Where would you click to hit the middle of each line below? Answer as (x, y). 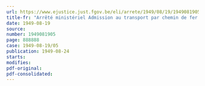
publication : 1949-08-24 (38, 51)
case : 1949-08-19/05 (33, 46)
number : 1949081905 (31, 35)
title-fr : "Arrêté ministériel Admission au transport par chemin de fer (102, 18)
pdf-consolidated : (30, 74)
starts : (16, 57)
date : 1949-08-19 (28, 23)
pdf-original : (24, 68)
